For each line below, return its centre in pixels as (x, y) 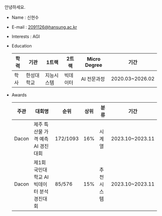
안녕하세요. (15, 7)
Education (22, 46)
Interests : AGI (26, 36)
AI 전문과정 (93, 79)
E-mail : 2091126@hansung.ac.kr (44, 27)
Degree (94, 65)
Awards (19, 95)
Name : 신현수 (25, 17)
